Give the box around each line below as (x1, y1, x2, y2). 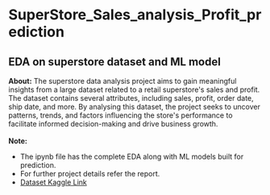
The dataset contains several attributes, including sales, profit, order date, (8, 93, 254, 102)
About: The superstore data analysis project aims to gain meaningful (8, 77, 237, 85)
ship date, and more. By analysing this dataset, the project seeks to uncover (8, 102, 260, 111)
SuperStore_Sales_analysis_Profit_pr (8, 6, 262, 24)
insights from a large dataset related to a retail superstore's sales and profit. (8, 85, 260, 94)
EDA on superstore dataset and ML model (8, 55, 222, 68)
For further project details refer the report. (19, 169, 160, 178)
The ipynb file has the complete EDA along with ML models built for (19, 151, 244, 161)
